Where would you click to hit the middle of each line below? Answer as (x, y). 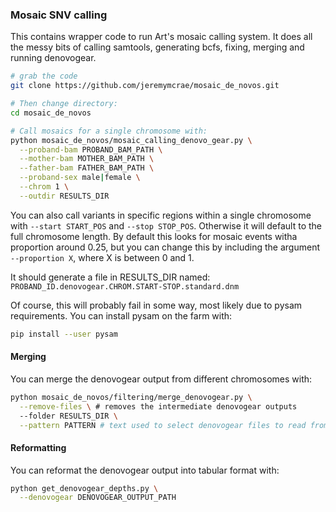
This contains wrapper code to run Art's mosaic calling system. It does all (161, 37)
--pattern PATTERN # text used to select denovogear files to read (163, 425)
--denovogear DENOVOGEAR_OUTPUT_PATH (98, 498)
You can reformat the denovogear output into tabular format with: (145, 470)
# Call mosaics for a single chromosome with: (109, 131)
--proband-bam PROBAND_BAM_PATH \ (91, 149)
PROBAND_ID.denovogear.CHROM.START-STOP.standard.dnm (125, 286)
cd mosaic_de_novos (51, 113)
